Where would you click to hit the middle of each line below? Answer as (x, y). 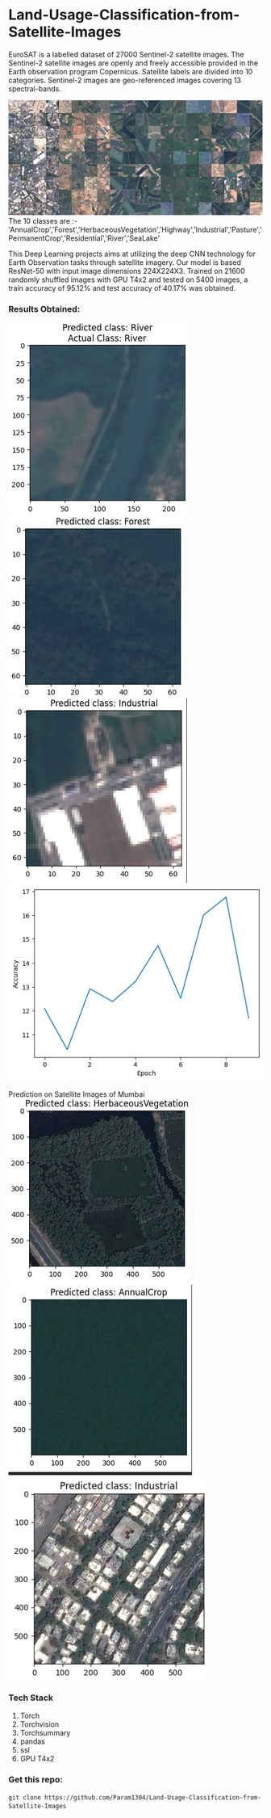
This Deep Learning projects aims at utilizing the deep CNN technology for (132, 254)
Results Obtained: (44, 309)
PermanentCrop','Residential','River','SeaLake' (84, 238)
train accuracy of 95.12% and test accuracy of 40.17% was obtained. (122, 288)
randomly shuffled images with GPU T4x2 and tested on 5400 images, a (128, 279)
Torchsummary (45, 1732)
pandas (33, 1741)
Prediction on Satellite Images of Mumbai (77, 1094)
